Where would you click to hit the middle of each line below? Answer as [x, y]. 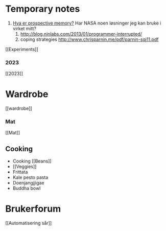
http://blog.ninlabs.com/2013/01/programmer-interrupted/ [81, 34]
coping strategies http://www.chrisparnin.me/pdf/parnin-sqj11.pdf [89, 39]
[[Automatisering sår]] [29, 223]
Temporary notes [43, 9]
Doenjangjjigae [28, 183]
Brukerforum [33, 209]
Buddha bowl [27, 188]
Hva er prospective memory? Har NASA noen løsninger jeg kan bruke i [87, 23]
